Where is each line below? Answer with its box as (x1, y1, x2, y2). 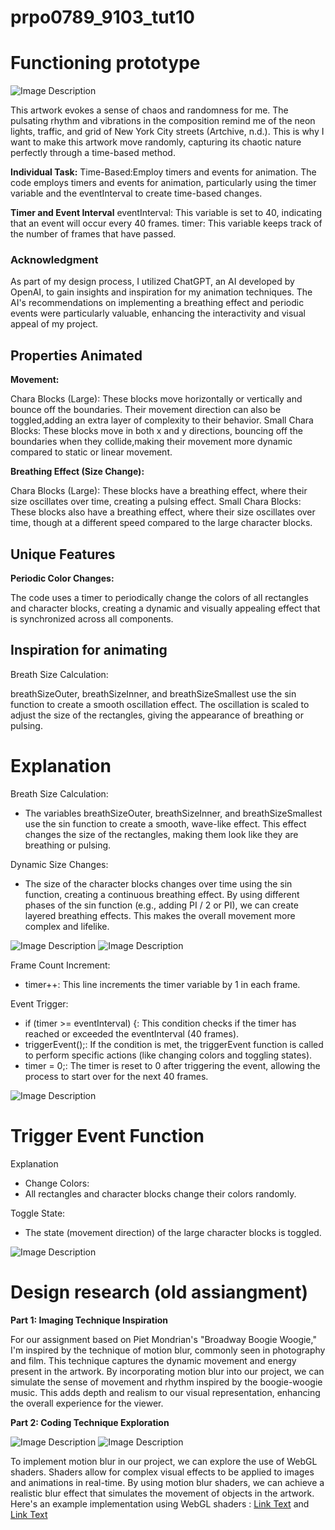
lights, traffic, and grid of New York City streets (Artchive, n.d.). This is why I (10, 126, 325, 138)
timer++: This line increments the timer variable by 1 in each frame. (24, 978, 301, 990)
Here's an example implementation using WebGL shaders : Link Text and (10, 1497, 310, 1510)
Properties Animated (10, 347, 143, 364)
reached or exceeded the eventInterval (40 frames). (24, 1027, 240, 1040)
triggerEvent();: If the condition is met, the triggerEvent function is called (24, 1038, 324, 1050)
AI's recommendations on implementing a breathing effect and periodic (10, 297, 305, 309)
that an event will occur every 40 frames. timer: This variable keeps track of (10, 217, 323, 230)
